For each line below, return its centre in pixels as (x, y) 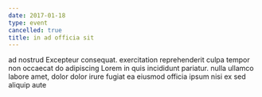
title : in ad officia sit (51, 37)
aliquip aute (27, 85)
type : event (28, 23)
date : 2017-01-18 (37, 15)
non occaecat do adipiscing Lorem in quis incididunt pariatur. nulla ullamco (131, 69)
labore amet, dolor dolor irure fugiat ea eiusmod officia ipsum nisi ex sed (127, 76)
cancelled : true (35, 30)
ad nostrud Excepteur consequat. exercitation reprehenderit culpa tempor (129, 60)
